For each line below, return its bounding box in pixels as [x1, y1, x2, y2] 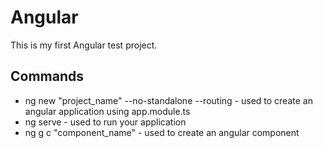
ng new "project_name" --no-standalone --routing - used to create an [24, 94, 313, 106]
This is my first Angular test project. [10, 39, 158, 51]
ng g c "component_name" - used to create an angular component [24, 126, 300, 138]
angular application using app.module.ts [24, 105, 191, 117]
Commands [10, 68, 85, 85]
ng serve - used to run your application [24, 116, 187, 128]
